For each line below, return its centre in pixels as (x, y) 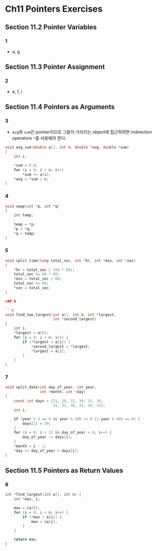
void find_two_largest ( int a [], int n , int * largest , (61, 315)
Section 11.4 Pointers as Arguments (60, 107)
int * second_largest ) (75, 319)
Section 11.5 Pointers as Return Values (64, 470)
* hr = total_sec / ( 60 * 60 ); (44, 270)
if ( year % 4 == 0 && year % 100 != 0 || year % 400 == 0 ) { (77, 419)
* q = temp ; (25, 233)
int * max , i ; (27, 499)
